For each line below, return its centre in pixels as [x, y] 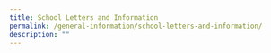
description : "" [39, 34]
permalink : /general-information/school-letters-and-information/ [136, 26]
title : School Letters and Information [84, 18]
